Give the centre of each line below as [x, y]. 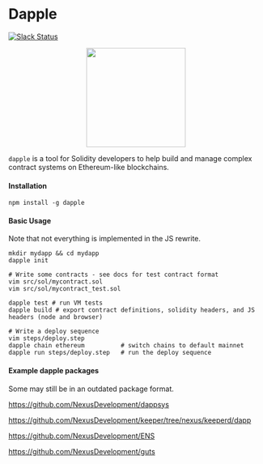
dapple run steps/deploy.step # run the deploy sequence [110, 353]
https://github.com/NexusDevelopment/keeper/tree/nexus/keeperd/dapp [130, 420]
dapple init [28, 261]
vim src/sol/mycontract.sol [56, 282]
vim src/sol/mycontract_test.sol [65, 289]
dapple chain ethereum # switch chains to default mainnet [126, 346]
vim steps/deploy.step [47, 338]
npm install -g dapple [47, 203]
